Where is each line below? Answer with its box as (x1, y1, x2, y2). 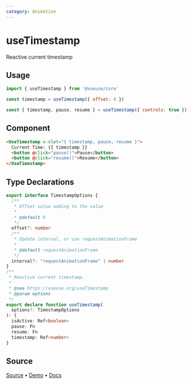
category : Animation (6, 8, 57, 15)
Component (6, 123, 51, 133)
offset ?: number (11, 225, 51, 231)
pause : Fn (11, 324, 35, 329)
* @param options (8, 291, 51, 297)
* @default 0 (13, 214, 46, 220)
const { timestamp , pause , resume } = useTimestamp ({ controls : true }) (6, 107, 187, 113)
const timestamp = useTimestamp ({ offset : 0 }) (6, 96, 125, 103)
